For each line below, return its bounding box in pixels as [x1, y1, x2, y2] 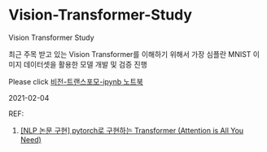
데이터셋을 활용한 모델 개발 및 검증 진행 [23, 59, 148, 69]
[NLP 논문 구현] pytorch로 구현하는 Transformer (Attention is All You [20, 125, 244, 135]
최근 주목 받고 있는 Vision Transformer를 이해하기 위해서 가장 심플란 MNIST [8, 49, 252, 59]
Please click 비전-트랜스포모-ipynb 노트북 [8, 76, 144, 86]
